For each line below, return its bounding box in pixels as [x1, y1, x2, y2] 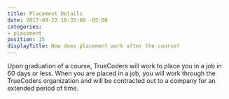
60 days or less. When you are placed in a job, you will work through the [7, 69, 216, 77]
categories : [7, 23, 42, 30]
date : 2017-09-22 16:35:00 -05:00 [7, 17, 109, 24]
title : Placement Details [7, 10, 83, 17]
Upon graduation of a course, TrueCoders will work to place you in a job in [7, 62, 222, 70]
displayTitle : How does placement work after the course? [7, 43, 180, 49]
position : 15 [7, 36, 46, 43]
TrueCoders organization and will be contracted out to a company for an [7, 77, 216, 84]
